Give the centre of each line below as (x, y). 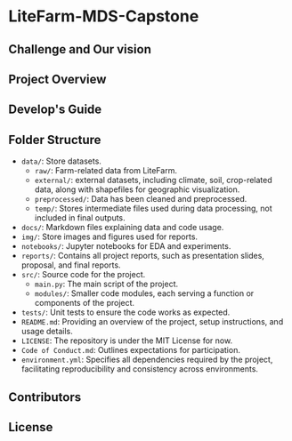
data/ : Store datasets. (61, 161)
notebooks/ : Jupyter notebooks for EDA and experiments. (126, 246)
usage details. (47, 332)
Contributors (45, 397)
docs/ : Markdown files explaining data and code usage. (122, 228)
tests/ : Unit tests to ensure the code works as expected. (126, 312)
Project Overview (57, 79)
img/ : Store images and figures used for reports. (109, 237)
